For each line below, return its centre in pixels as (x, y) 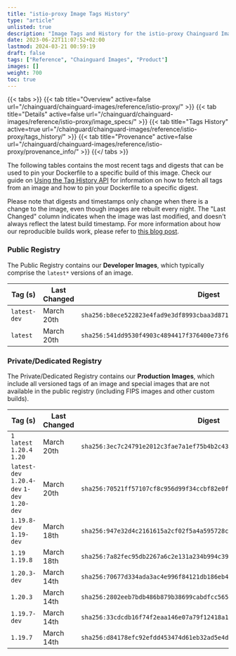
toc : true (22, 79)
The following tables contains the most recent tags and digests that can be (116, 166)
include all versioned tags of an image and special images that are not (109, 383)
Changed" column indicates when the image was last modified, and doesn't (117, 216)
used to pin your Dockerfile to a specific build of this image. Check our (110, 173)
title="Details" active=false (46, 114)
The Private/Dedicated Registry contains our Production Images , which (111, 376)
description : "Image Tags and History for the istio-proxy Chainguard (113, 33)
